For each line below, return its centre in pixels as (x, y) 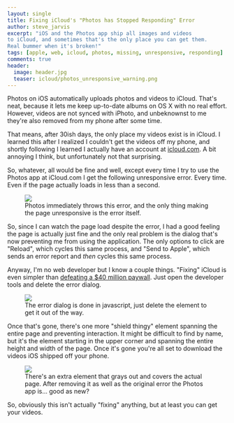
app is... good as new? (57, 392)
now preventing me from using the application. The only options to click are (116, 241)
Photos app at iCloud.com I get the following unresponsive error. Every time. (117, 178)
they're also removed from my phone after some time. (85, 121)
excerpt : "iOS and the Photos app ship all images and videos (100, 33)
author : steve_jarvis (39, 27)
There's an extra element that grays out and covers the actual (114, 377)
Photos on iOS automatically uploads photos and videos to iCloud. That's (112, 99)
